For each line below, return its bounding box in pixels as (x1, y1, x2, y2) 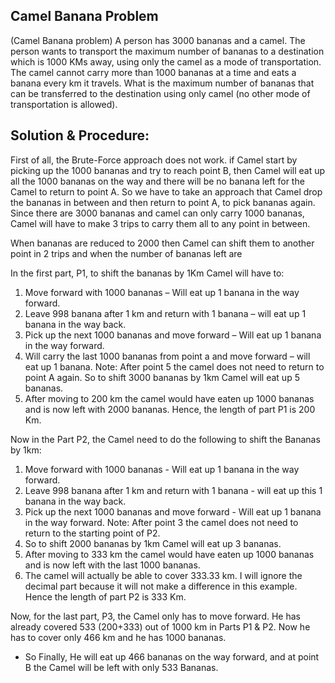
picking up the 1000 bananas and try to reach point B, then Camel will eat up (10, 164, 326, 176)
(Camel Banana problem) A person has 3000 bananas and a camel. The (10, 34, 306, 46)
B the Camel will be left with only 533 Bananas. (24, 661, 219, 673)
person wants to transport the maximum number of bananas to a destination (10, 45, 325, 57)
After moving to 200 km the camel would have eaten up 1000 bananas (24, 392, 315, 404)
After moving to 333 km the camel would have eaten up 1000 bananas (24, 548, 315, 560)
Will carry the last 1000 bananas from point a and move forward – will (24, 350, 311, 362)
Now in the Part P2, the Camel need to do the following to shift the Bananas (10, 433, 321, 445)
